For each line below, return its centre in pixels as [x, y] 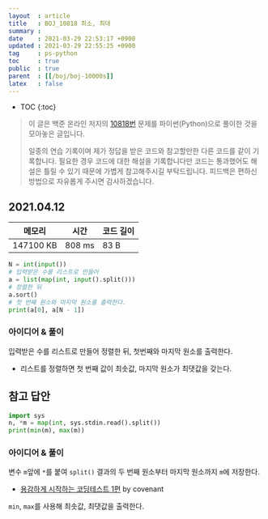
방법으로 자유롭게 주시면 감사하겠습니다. [91, 181]
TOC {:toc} [38, 107]
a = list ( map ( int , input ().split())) [72, 280]
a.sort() [23, 295]
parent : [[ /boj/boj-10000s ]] [61, 76]
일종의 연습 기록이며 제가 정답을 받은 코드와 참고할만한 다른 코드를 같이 [139, 151]
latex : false [36, 83]
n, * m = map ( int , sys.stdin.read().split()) [85, 423]
